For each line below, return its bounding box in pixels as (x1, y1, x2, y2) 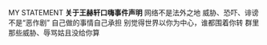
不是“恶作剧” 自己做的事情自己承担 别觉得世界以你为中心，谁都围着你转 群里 (8, 18, 260, 27)
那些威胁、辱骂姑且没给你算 (8, 28, 100, 37)
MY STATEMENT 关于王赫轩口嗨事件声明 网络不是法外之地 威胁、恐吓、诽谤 (8, 8, 259, 17)
